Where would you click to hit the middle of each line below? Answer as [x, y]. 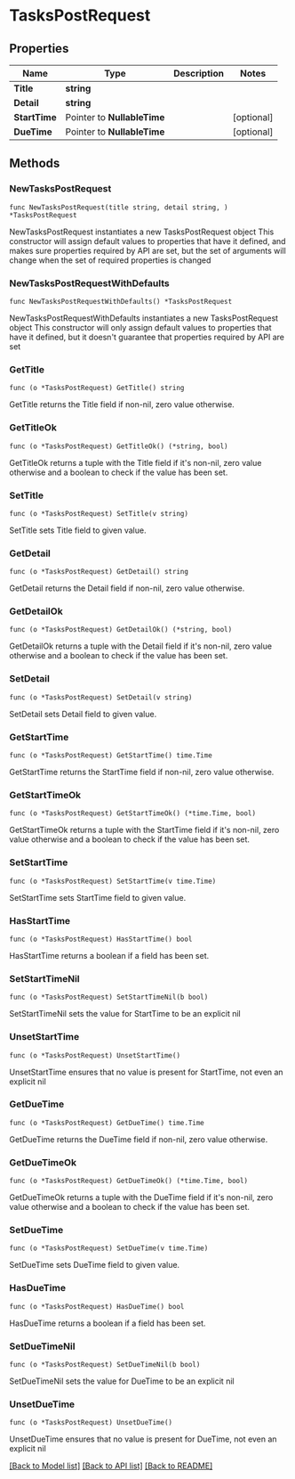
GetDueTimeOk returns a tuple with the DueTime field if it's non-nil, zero [141, 1197]
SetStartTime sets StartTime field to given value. [98, 897]
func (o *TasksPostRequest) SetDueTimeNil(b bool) [105, 1365]
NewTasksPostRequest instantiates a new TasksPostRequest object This [142, 232]
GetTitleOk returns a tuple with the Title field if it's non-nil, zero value [136, 462]
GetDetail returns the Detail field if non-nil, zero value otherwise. [127, 588]
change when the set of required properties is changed [110, 260]
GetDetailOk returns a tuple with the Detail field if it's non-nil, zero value [141, 646]
